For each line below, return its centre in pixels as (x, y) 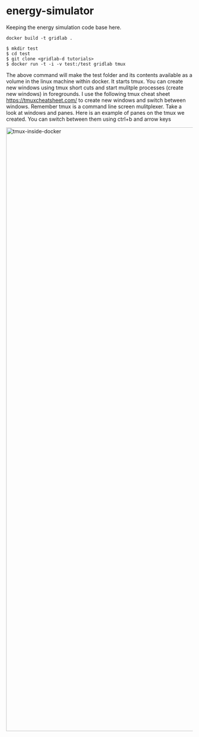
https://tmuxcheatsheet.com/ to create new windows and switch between (96, 100)
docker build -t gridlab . (39, 38)
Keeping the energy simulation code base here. (64, 27)
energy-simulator (50, 11)
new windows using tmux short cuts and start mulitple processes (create (95, 88)
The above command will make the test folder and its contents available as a (99, 75)
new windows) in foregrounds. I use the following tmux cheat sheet (88, 94)
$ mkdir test (22, 49)
